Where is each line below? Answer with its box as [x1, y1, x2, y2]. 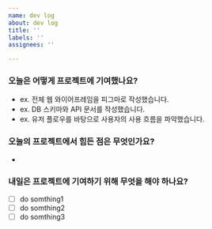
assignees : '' [8, 41, 55, 49]
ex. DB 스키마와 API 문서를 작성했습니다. [19, 104, 146, 114]
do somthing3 [19, 212, 66, 222]
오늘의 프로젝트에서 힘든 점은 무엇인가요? [8, 136, 155, 147]
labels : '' [8, 33, 44, 42]
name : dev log [8, 11, 55, 20]
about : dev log [8, 19, 59, 27]
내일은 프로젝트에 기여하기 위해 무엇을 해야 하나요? [8, 175, 188, 186]
